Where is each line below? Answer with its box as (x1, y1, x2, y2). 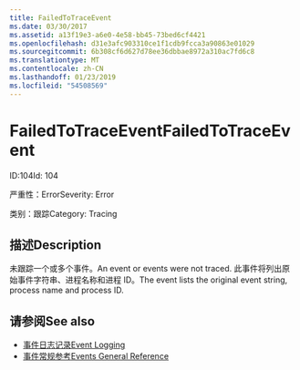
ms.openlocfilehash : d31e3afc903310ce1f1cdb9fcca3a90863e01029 (9, 38, 255, 48)
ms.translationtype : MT (9, 56, 100, 65)
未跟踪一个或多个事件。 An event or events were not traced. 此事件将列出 (9, 263, 283, 274)
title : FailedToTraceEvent (9, 13, 112, 23)
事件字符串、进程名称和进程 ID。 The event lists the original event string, (16, 274, 288, 285)
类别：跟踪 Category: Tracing (9, 208, 118, 219)
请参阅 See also (9, 313, 96, 329)
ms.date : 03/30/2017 (9, 22, 88, 31)
